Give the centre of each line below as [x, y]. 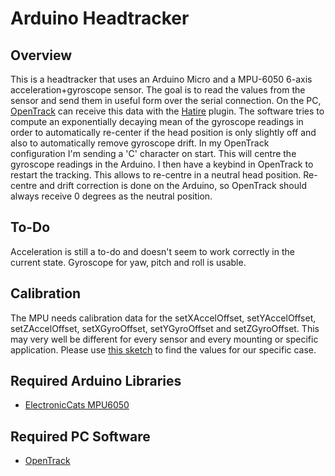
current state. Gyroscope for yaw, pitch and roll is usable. [128, 262]
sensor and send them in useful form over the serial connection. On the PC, [166, 100]
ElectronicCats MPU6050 [77, 405]
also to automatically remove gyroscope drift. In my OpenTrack [140, 143]
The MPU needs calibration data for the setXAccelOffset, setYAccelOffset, [163, 318]
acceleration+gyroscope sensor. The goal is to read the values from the [158, 90]
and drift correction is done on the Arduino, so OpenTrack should [173, 185]
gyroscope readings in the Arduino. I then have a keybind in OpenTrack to [162, 164]
